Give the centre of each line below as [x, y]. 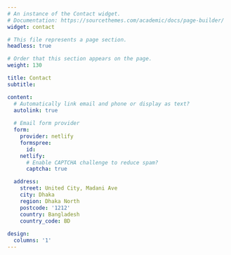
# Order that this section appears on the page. [80, 59]
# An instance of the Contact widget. [64, 14]
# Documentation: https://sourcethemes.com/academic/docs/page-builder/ [116, 20]
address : [26, 182]
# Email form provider [47, 124]
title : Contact [29, 78]
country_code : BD [45, 221]
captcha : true [47, 169]
